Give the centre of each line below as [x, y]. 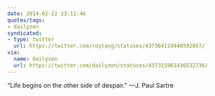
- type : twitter [31, 40]
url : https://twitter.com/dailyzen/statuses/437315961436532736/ [111, 65]
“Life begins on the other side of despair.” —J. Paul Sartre [90, 85]
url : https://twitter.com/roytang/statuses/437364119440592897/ [109, 46]
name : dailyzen [36, 59]
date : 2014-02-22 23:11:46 [47, 14]
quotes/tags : [26, 20]
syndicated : [25, 33]
